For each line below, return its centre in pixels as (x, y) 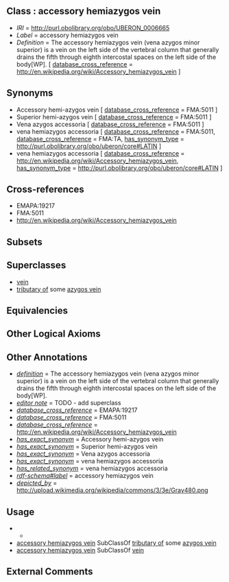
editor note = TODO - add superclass (69, 403)
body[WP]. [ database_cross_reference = (74, 64)
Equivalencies (37, 311)
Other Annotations (47, 357)
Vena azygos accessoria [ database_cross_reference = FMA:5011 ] (110, 124)
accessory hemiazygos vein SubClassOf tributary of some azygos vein (116, 543)
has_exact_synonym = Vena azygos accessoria (83, 454)
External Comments (50, 572)
